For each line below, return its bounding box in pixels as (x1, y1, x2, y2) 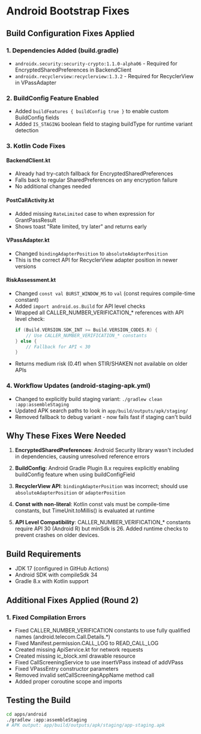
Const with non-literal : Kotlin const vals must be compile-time (14, 501, 170, 508)
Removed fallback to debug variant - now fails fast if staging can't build (14, 413, 192, 420)
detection (14, 127, 39, 134)
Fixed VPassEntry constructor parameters (14, 665, 119, 672)
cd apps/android (6, 711, 47, 717)
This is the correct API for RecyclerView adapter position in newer (14, 256, 178, 263)
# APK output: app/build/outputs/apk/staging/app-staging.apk (6, 723, 165, 729)
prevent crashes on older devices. (14, 531, 100, 539)
